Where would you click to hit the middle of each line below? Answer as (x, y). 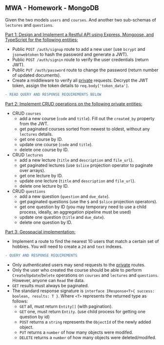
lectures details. (36, 134)
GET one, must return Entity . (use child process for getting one (82, 311)
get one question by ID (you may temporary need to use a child (83, 207)
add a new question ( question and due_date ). (64, 196)
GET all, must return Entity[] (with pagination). (66, 306)
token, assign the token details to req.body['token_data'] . (71, 86)
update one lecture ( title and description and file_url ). (77, 181)
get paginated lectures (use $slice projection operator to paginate (86, 165)
